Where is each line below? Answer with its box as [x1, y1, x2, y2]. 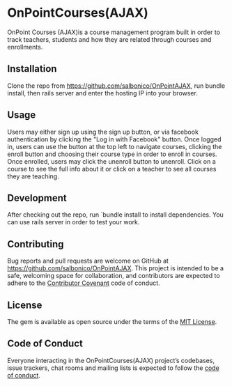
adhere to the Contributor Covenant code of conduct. [7, 279, 160, 287]
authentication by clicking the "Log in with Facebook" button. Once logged [7, 134, 222, 144]
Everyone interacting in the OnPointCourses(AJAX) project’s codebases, [7, 356, 215, 364]
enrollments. [7, 43, 43, 51]
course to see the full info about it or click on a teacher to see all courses [7, 164, 217, 173]
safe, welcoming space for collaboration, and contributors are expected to [7, 272, 221, 280]
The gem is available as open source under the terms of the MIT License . [7, 318, 217, 325]
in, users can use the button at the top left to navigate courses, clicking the [7, 142, 222, 150]
